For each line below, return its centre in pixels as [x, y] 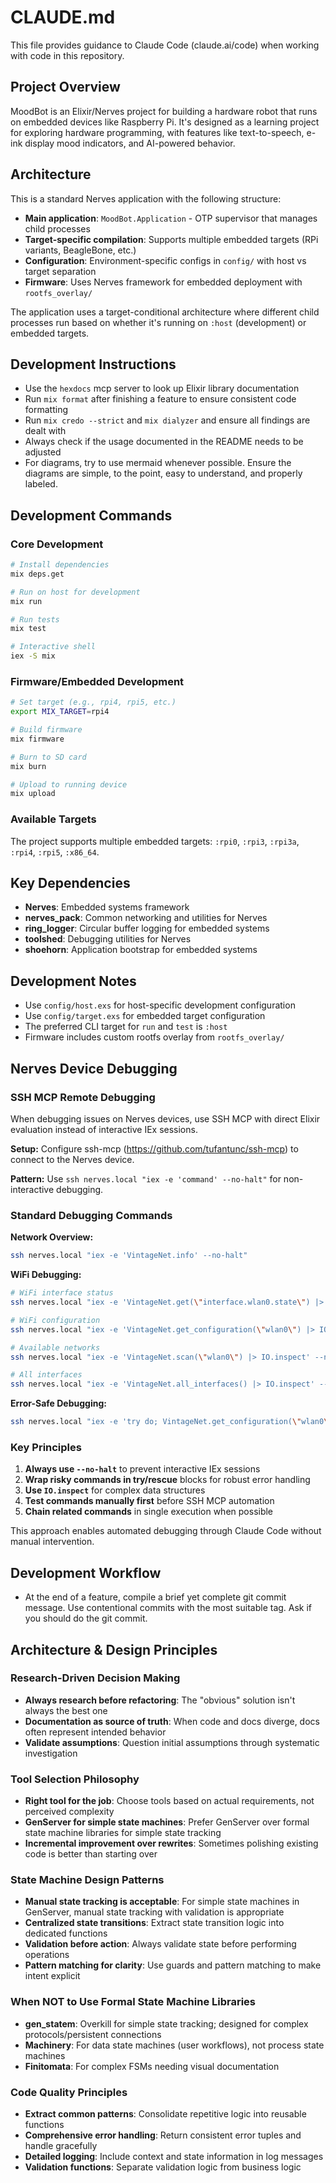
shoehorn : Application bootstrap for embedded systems [141, 950]
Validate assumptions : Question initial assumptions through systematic [172, 1742]
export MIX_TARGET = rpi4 [60, 712]
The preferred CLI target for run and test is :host [126, 1027]
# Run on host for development [75, 592]
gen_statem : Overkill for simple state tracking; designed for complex [166, 2023]
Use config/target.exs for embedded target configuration [145, 1016]
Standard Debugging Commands [91, 1215]
